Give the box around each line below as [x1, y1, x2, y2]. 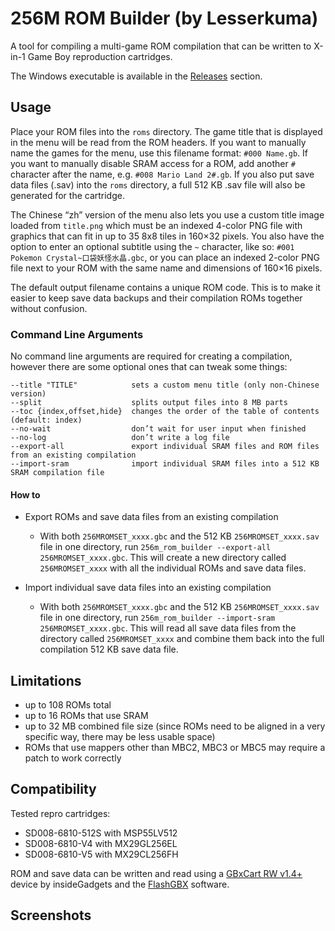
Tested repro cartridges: [10, 807, 111, 819]
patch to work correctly [24, 752, 122, 764]
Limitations [10, 672, 82, 689]
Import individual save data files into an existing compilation [24, 582, 272, 594]
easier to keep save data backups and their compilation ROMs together [10, 292, 303, 304]
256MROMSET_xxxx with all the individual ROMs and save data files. [39, 562, 307, 574]
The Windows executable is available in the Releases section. [10, 70, 263, 82]
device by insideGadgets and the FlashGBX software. [10, 878, 230, 890]
